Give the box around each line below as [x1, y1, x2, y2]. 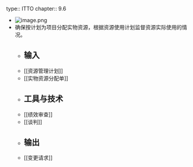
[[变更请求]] [23, 154, 53, 162]
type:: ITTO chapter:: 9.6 [6, 5, 67, 12]
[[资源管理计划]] [23, 67, 64, 74]
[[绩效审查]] [23, 110, 53, 118]
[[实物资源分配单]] [23, 75, 69, 82]
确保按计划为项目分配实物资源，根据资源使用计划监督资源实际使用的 [14, 24, 182, 30]
